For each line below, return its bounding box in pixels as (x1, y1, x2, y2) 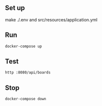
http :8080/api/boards (5, 70, 51, 75)
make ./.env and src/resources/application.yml (5, 17, 98, 22)
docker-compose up (5, 44, 42, 49)
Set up (5, 4, 25, 12)
